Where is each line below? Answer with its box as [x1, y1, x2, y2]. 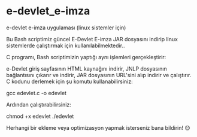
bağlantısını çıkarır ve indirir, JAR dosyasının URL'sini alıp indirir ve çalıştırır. [6, 71, 192, 78]
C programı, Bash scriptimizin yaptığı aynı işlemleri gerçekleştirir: [6, 53, 166, 60]
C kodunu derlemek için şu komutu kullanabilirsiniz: [6, 78, 133, 85]
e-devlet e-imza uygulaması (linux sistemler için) [6, 24, 126, 31]
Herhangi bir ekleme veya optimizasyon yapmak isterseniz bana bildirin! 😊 [6, 124, 190, 131]
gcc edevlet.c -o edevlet [6, 89, 67, 96]
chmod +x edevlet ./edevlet [6, 112, 74, 120]
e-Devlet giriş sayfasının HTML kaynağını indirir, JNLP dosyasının [6, 65, 168, 72]
